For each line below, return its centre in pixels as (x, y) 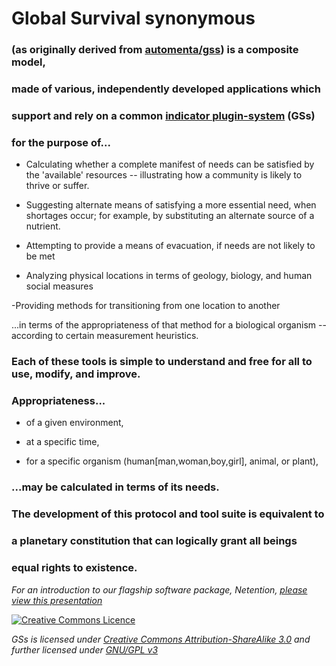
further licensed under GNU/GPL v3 (85, 649)
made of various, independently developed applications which (166, 89)
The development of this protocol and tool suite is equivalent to (168, 514)
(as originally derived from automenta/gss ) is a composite (155, 50)
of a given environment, (74, 423)
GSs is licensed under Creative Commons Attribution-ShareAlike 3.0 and (161, 639)
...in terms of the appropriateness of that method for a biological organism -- (169, 325)
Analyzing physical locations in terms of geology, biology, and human (169, 276)
